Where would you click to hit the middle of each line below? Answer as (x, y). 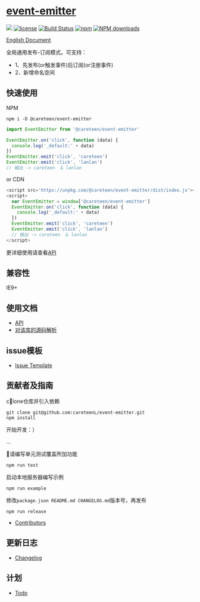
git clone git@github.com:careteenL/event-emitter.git (76, 412)
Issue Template (33, 365)
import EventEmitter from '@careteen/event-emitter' (73, 129)
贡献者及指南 (30, 386)
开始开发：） (22, 429)
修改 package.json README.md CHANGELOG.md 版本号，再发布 (76, 500)
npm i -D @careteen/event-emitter (49, 119)
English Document (29, 39)
